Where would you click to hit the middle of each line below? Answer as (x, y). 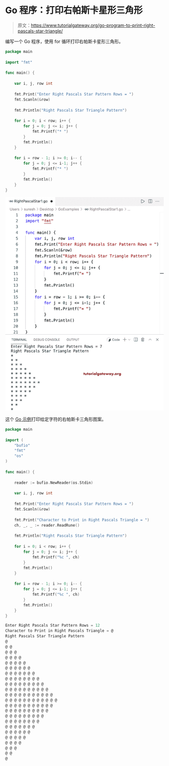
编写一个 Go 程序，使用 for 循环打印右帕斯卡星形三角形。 (64, 41)
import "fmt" (19, 62)
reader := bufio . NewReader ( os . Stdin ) (54, 483)
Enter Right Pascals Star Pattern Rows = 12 (53, 626)
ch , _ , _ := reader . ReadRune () (47, 525)
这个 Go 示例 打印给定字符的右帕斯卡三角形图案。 (56, 419)
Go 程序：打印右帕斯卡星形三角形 (74, 10)
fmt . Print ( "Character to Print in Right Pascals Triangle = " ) (82, 520)
